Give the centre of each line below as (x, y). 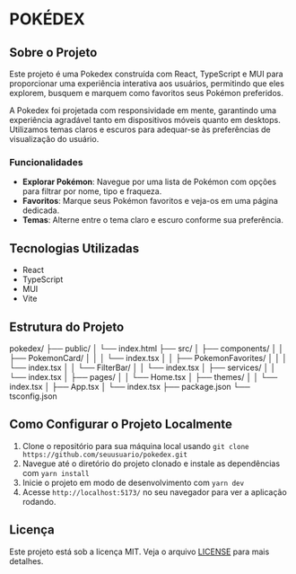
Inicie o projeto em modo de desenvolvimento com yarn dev (133, 482)
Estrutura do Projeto (67, 327)
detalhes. (26, 561)
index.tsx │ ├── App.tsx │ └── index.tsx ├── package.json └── (130, 386)
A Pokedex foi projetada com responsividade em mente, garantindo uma (143, 110)
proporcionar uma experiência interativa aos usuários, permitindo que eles (147, 84)
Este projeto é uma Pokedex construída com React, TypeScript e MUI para (147, 74)
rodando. (39, 501)
